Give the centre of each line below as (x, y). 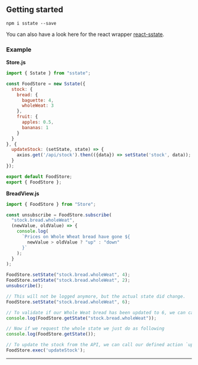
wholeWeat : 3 (38, 106)
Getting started (35, 10)
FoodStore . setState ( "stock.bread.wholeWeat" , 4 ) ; (68, 275)
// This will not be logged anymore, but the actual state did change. (96, 296)
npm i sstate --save (32, 23)
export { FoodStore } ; (34, 182)
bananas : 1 (35, 127)
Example (19, 50)
